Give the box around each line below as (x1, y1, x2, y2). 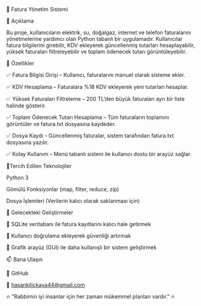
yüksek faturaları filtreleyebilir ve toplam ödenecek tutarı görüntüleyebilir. (6, 48, 187, 55)
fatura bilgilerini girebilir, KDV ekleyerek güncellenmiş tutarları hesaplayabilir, (6, 42, 196, 49)
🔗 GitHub (6, 270, 29, 277)
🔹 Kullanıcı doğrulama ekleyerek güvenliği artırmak (6, 232, 131, 239)
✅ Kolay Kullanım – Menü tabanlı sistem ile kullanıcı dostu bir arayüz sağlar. (6, 151, 192, 157)
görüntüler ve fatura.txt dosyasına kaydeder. (6, 121, 116, 127)
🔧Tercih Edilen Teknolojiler (6, 163, 72, 169)
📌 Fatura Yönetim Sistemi (6, 6, 68, 13)
